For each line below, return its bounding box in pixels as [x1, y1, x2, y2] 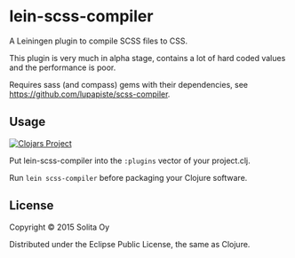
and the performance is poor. [9, 62, 116, 73]
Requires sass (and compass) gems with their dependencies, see [9, 79, 249, 90]
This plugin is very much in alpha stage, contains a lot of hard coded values [9, 52, 286, 63]
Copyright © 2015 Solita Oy [9, 222, 110, 232]
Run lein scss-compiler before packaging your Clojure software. [9, 172, 248, 183]
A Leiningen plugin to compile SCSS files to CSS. [9, 35, 188, 46]
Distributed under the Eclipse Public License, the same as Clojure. [9, 238, 251, 249]
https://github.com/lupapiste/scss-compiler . [9, 89, 171, 99]
